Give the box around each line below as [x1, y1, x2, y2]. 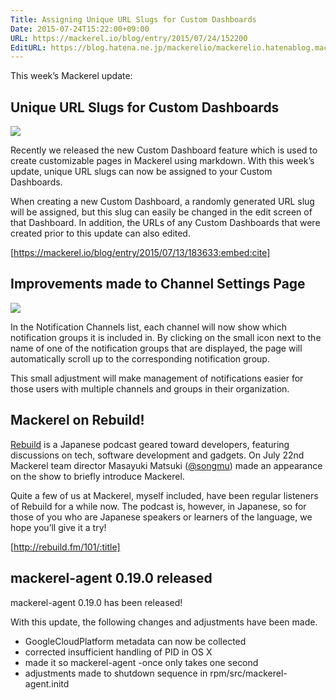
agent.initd [24, 677, 70, 690]
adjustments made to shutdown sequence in [24, 667, 208, 679]
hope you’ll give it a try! [10, 521, 107, 533]
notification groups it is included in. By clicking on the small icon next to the [10, 331, 322, 343]
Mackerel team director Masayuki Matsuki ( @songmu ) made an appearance [10, 459, 323, 471]
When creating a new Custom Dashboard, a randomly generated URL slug [10, 196, 315, 208]
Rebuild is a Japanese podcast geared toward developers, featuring [10, 438, 290, 450]
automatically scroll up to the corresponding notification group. [10, 352, 270, 365]
